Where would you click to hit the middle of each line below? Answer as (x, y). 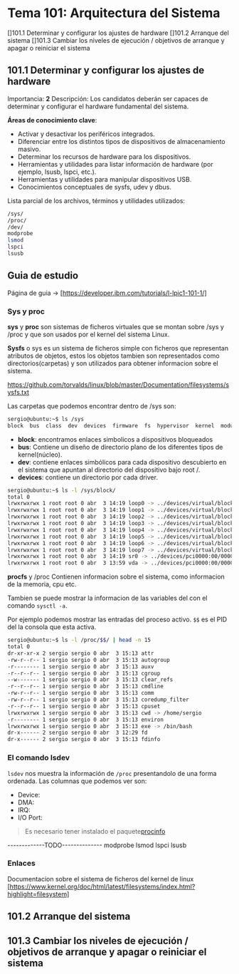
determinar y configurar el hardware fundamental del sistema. (98, 106)
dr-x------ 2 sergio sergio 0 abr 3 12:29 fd (78, 733)
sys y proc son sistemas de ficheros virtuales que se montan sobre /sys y (116, 326)
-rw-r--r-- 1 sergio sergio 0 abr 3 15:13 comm (81, 693)
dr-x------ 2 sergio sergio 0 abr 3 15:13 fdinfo (84, 740)
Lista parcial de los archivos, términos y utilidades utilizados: (96, 200)
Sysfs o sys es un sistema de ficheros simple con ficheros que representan (118, 348)
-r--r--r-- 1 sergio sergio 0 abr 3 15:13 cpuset (84, 706)
